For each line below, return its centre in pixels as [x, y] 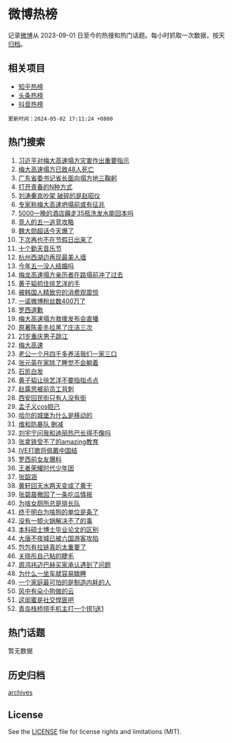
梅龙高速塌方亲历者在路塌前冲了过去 [71, 274]
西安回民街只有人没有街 [52, 397]
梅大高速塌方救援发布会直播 [58, 318]
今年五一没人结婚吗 [46, 266]
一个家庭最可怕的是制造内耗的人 [64, 582]
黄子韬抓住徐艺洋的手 [49, 283]
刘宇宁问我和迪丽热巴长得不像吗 [64, 432]
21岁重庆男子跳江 [43, 336]
